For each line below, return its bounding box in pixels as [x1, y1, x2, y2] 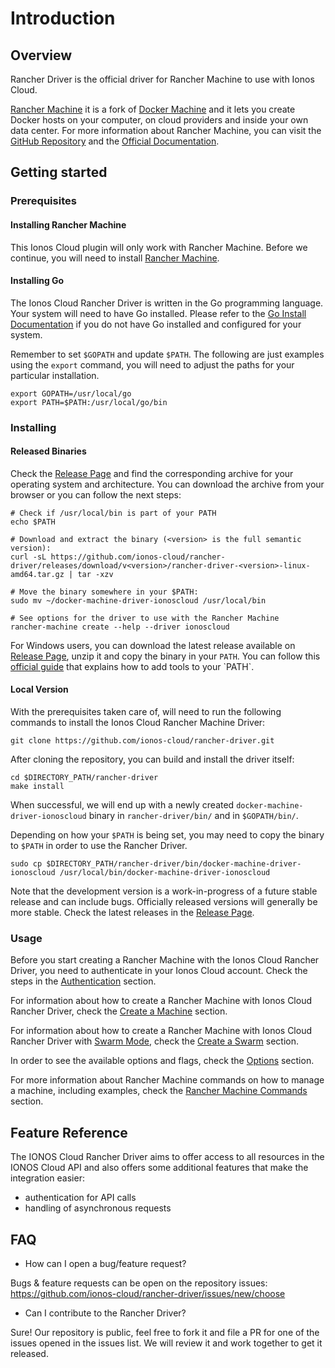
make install [10, 782, 65, 792]
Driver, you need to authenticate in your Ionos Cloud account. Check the [10, 965, 308, 977]
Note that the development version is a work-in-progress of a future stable [10, 885, 318, 897]
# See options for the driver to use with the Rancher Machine [10, 613, 280, 623]
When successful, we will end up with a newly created [10, 799, 235, 811]
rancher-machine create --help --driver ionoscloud [10, 622, 230, 632]
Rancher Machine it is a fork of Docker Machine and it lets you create [10, 103, 296, 115]
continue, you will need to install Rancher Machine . [10, 252, 220, 264]
